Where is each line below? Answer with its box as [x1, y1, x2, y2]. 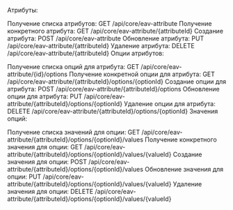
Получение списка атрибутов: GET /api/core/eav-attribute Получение [7, 20, 212, 27]
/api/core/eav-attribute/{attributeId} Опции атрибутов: [7, 49, 165, 57]
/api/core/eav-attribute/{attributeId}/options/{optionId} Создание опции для [7, 77, 227, 86]
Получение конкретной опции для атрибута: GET [69, 70, 216, 78]
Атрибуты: [7, 6, 38, 14]
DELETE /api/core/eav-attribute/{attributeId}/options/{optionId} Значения [7, 107, 218, 115]
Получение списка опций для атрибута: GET [7, 63, 140, 70]
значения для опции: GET [7, 143, 83, 151]
